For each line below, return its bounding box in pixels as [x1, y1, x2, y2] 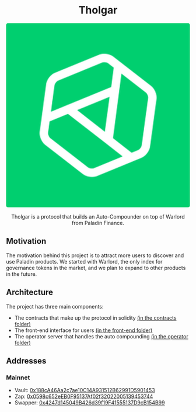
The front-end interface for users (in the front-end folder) [14, 327, 153, 334]
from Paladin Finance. [72, 219, 124, 226]
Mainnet [6, 373, 30, 382]
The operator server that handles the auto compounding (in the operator [14, 333, 188, 340]
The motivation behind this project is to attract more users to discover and [6, 252, 184, 259]
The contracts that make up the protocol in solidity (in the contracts [14, 314, 177, 321]
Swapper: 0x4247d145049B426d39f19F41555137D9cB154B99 [14, 399, 165, 406]
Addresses [6, 356, 47, 366]
